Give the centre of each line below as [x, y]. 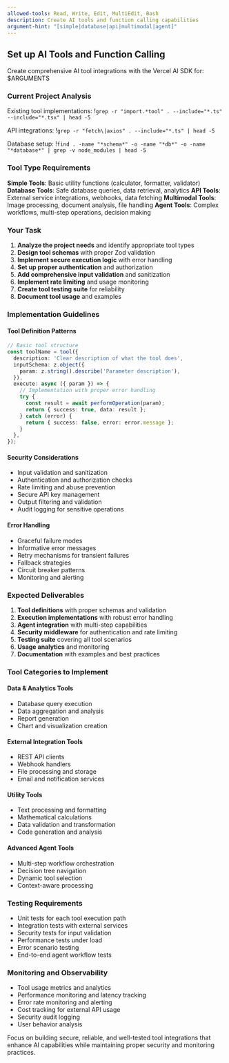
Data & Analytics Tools [40, 688]
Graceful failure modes [50, 540]
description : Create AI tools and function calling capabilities [103, 20]
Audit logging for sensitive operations [70, 509]
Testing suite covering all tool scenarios [74, 639]
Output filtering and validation [59, 502]
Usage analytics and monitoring [63, 647]
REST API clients [41, 757]
